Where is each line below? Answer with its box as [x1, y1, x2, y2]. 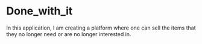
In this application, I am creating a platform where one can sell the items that [6, 24, 196, 31]
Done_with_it [6, 4, 73, 18]
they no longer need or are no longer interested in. [6, 30, 131, 37]
